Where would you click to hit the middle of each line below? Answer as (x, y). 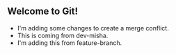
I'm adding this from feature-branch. (70, 43)
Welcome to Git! (43, 11)
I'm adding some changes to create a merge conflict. (93, 28)
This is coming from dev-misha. (63, 35)
